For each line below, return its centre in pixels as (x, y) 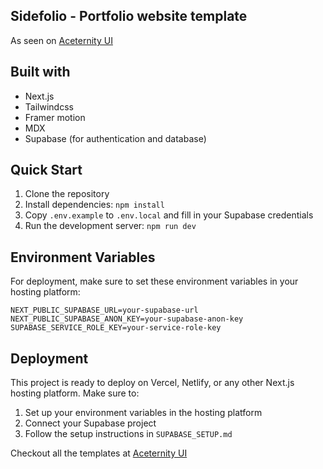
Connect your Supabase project (90, 423)
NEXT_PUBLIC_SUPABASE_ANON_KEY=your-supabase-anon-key (127, 319)
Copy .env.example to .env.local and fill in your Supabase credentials (169, 215)
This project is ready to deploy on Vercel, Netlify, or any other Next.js (152, 383)
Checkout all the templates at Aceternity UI (99, 453)
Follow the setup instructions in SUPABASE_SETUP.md (128, 434)
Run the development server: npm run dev (110, 226)
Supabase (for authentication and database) (115, 138)
